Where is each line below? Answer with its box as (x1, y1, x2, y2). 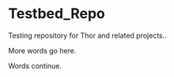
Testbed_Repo (8, 5, 105, 23)
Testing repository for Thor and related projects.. (8, 31, 168, 40)
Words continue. (8, 60, 62, 71)
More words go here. (8, 46, 77, 55)
